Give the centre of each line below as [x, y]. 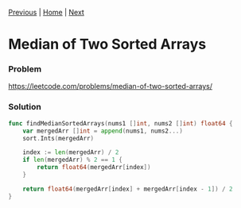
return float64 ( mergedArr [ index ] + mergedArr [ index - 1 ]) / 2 [128, 189]
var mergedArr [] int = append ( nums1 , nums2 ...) [103, 131]
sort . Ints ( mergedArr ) [58, 138]
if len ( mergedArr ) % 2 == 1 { [73, 160]
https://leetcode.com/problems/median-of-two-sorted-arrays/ [111, 87]
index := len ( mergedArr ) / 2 [71, 152]
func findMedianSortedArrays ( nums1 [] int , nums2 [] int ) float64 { [120, 123]
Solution [25, 107]
